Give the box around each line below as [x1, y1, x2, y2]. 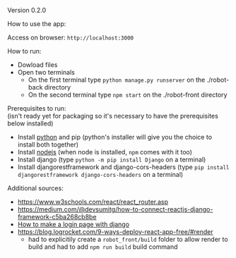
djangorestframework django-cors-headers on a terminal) [17, 171, 184, 178]
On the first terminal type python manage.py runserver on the [28, 75, 206, 84]
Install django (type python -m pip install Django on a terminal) [17, 155, 206, 164]
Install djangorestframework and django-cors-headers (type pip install [17, 163, 230, 171]
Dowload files [17, 61, 58, 69]
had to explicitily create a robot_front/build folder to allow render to [28, 235, 228, 243]
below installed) [7, 119, 54, 128]
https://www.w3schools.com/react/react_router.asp [17, 197, 168, 206]
